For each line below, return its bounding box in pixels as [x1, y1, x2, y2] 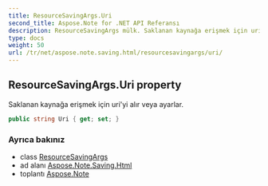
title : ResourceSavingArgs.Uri [8, 11, 112, 20]
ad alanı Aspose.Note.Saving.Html [19, 160, 132, 170]
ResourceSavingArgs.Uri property [8, 78, 182, 92]
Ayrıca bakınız [8, 133, 65, 144]
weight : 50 [8, 42, 45, 49]
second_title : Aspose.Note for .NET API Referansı [8, 19, 180, 27]
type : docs [8, 34, 45, 42]
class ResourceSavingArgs [19, 152, 108, 161]
